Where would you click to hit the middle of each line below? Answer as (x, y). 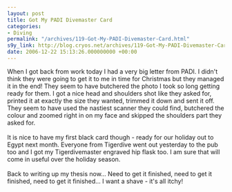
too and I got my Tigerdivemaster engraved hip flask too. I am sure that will (114, 151)
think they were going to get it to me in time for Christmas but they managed (116, 78)
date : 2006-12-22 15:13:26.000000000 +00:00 (72, 52)
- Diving (20, 33)
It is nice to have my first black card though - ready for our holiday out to (110, 137)
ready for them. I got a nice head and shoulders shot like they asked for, (109, 93)
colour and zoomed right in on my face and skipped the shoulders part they (115, 115)
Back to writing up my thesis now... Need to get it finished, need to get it (110, 173)
